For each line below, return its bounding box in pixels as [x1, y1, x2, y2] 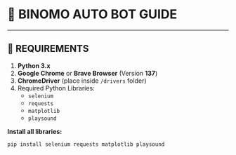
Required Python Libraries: [17, 83, 95, 92]
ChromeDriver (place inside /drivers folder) [17, 76, 147, 85]
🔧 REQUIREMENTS [7, 43, 89, 55]
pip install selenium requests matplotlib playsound [7, 140, 165, 148]
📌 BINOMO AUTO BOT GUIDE [7, 6, 178, 22]
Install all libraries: [7, 127, 63, 135]
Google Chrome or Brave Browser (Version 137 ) [17, 69, 158, 77]
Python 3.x [17, 61, 51, 69]
